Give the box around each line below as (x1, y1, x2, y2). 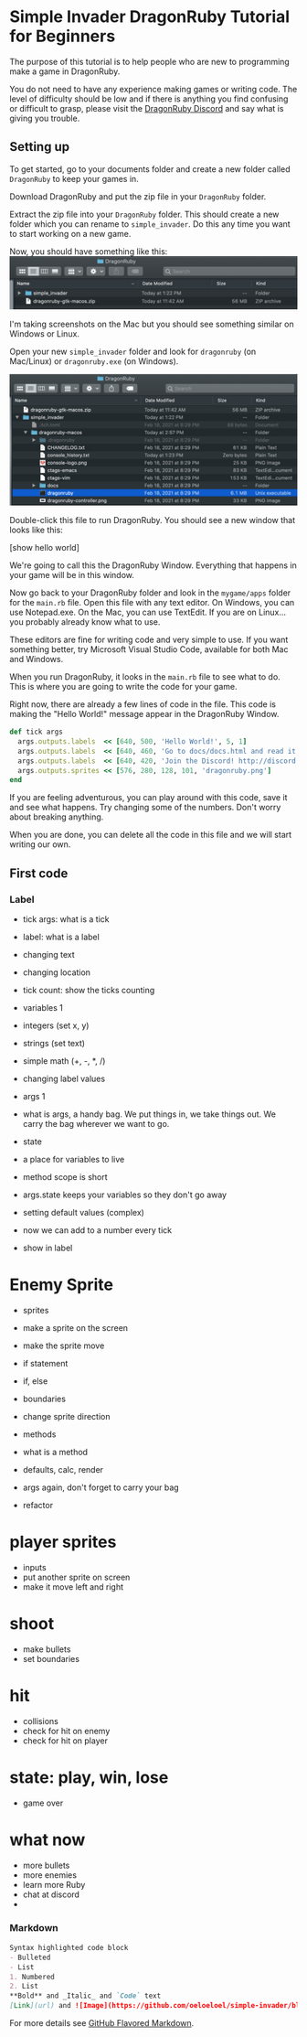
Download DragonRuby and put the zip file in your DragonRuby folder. (9, 190, 267, 202)
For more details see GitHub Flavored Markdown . (9, 2018, 195, 2029)
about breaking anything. (9, 811, 104, 822)
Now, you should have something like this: (9, 245, 168, 257)
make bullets (22, 1644, 71, 1655)
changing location (22, 967, 91, 978)
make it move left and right (22, 1581, 124, 1592)
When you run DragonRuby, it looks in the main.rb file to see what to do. (9, 671, 281, 682)
